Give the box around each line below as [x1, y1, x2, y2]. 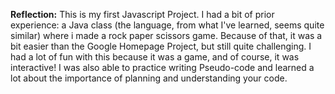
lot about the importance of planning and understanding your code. [10, 72, 288, 84]
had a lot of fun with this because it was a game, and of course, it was [10, 51, 300, 63]
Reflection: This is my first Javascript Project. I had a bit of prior [10, 9, 275, 20]
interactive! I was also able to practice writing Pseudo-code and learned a [10, 62, 315, 73]
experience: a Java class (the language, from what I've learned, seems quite [10, 19, 325, 31]
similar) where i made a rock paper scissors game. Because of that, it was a [10, 30, 323, 41]
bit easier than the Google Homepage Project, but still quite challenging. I [10, 40, 312, 52]
